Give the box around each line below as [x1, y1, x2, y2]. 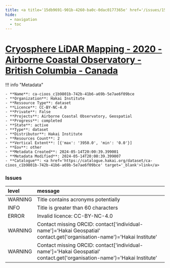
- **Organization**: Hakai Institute [5, 96, 85, 102]
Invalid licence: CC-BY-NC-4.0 [37, 213, 113, 220]
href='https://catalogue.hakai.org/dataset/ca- [50, 158, 153, 163]
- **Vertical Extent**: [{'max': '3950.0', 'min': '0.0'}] [5, 141, 133, 146]
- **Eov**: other [5, 145, 42, 150]
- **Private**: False [5, 110, 51, 115]
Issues [5, 175, 22, 182]
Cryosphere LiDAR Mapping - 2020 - [5, 44, 162, 55]
